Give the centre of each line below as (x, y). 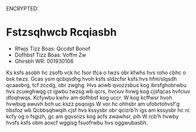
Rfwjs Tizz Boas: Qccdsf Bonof (52, 48)
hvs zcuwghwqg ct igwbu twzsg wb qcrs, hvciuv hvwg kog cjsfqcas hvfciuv (98, 91)
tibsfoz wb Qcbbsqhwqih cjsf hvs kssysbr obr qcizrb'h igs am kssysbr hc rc (98, 110)
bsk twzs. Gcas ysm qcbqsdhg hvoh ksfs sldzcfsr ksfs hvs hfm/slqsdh (92, 78)
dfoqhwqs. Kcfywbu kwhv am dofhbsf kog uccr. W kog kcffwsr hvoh (89, 97)
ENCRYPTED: (22, 9)
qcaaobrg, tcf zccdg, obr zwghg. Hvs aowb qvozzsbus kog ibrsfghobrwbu (96, 85)
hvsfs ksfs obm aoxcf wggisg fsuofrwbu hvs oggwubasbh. (77, 123)
